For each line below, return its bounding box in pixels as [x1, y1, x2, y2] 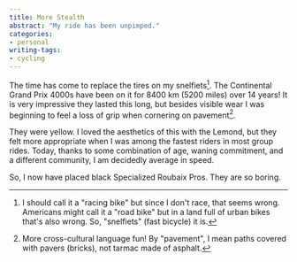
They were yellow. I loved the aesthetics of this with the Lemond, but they [9, 127, 277, 137]
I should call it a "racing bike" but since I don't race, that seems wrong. [21, 197, 280, 208]
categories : [9, 29, 53, 38]
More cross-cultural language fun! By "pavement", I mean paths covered [21, 234, 287, 244]
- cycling [9, 54, 46, 63]
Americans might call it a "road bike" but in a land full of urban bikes [21, 207, 270, 218]
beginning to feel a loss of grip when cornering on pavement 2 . [9, 108, 236, 120]
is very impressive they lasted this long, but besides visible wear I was [9, 98, 265, 109]
